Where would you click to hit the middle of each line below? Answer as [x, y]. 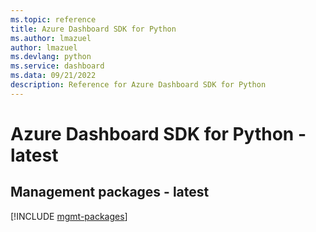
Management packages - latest [110, 192]
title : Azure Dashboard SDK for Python [93, 29]
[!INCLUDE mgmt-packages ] [69, 216]
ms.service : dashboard [57, 66]
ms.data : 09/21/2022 [53, 76]
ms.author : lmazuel [51, 38]
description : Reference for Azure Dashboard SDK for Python [138, 85]
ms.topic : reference [53, 19]
